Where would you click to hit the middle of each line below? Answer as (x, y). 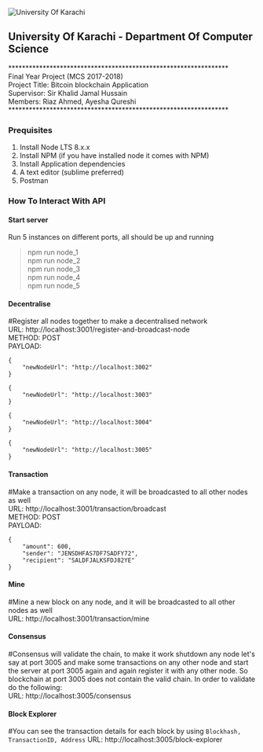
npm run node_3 (54, 269)
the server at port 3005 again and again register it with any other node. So (128, 671)
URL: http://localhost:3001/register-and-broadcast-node (99, 329)
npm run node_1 (53, 252)
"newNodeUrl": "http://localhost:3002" (88, 368)
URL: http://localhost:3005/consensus (70, 696)
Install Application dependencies (72, 164)
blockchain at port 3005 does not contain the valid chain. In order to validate (132, 679)
